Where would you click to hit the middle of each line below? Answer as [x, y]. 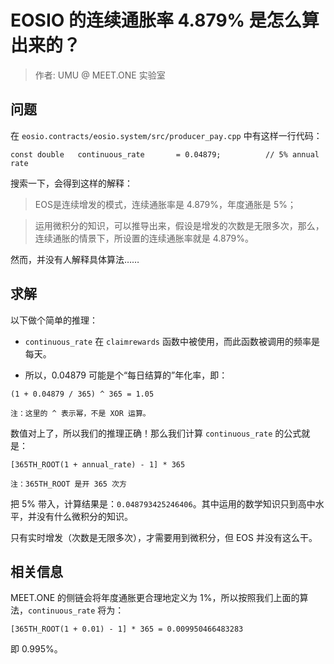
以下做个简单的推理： [54, 320]
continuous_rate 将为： [76, 610]
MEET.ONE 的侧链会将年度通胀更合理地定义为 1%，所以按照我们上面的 [155, 598]
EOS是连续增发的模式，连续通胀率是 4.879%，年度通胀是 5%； [165, 204]
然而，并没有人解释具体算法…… [75, 259]
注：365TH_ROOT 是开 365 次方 [68, 484]
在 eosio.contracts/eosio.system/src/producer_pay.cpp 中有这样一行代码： [166, 135]
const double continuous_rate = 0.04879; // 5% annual [165, 154]
